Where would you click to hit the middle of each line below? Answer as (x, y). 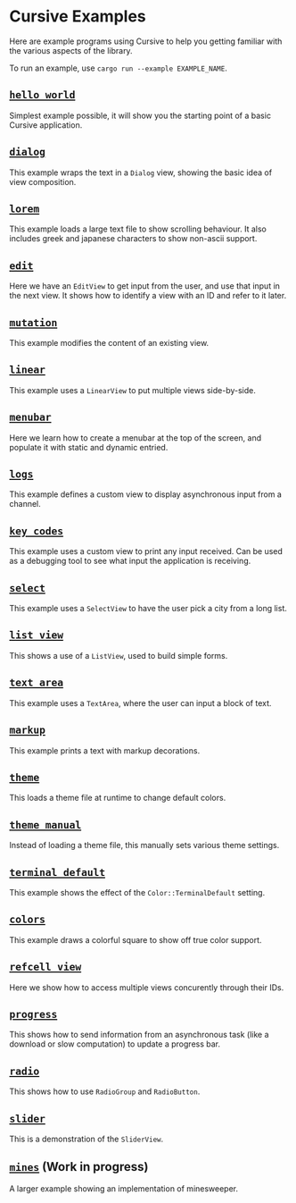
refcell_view (45, 967)
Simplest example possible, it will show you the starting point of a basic (140, 115)
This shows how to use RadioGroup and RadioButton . (105, 1091)
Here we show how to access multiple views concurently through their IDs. (147, 987)
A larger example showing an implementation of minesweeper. (124, 1188)
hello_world (42, 95)
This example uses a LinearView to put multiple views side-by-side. (133, 390)
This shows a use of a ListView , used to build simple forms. (119, 655)
